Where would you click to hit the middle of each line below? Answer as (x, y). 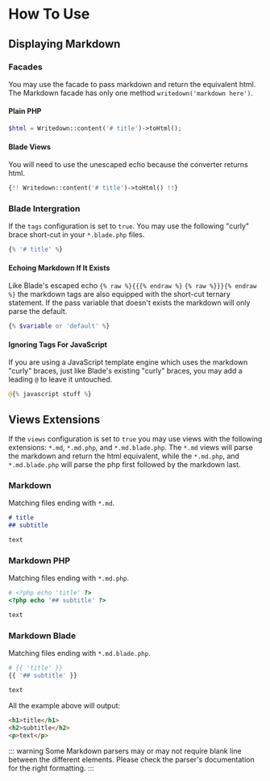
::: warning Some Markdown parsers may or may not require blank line (125, 750)
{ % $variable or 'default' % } (59, 326)
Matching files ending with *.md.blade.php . (79, 654)
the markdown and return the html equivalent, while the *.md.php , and (124, 456)
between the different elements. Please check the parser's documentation (132, 759)
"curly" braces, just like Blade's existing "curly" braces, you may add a (126, 371)
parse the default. (38, 311)
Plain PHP (25, 111)
